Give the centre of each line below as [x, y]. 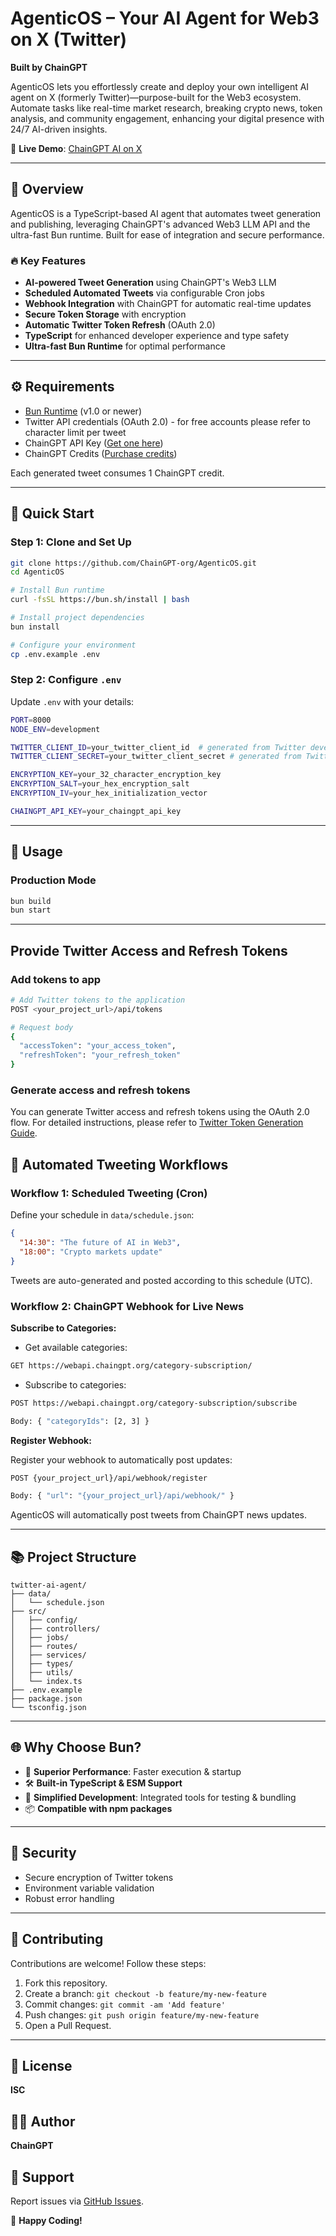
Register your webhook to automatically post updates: [121, 1459]
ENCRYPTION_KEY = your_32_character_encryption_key [116, 775]
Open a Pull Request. [68, 2025]
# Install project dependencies [77, 618]
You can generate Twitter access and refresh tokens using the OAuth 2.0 [160, 1112]
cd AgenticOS [37, 572]
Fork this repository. [66, 1983]
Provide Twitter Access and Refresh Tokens [149, 950]
